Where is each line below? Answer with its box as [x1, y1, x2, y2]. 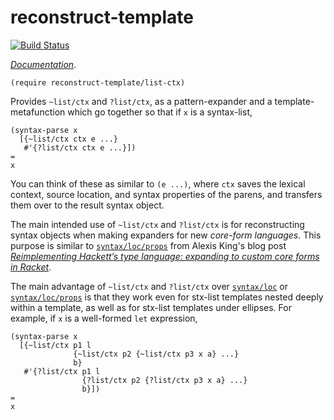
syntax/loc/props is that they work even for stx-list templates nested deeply [10, 291, 324, 303]
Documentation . [10, 58, 77, 70]
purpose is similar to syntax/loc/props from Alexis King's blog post [10, 239, 287, 251]
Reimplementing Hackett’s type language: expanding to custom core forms [10, 250, 320, 262]
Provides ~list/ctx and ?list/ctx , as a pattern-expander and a [10, 95, 273, 107]
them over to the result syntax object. [10, 199, 165, 211]
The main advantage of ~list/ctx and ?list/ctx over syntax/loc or [10, 280, 288, 292]
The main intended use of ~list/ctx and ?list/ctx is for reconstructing [10, 218, 305, 230]
